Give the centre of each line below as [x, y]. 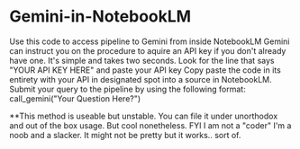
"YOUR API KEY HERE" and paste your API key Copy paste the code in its [145, 70]
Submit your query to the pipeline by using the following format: [127, 89]
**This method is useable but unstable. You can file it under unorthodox [144, 116]
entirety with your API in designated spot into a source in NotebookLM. [141, 79]
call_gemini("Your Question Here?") [75, 98]
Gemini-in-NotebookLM [100, 17]
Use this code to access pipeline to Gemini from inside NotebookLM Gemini [150, 41]
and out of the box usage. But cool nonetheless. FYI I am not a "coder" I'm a [150, 125]
